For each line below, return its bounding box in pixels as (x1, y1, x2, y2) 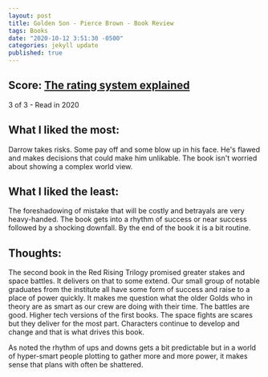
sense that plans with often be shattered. (8, 360, 144, 370)
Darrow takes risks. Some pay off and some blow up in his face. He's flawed (8, 144, 261, 154)
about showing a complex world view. (8, 161, 133, 171)
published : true (8, 49, 63, 57)
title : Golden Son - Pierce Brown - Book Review (8, 19, 174, 27)
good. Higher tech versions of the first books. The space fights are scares (8, 310, 253, 320)
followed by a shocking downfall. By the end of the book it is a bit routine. (8, 223, 251, 233)
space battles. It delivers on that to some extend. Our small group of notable (8, 276, 261, 286)
